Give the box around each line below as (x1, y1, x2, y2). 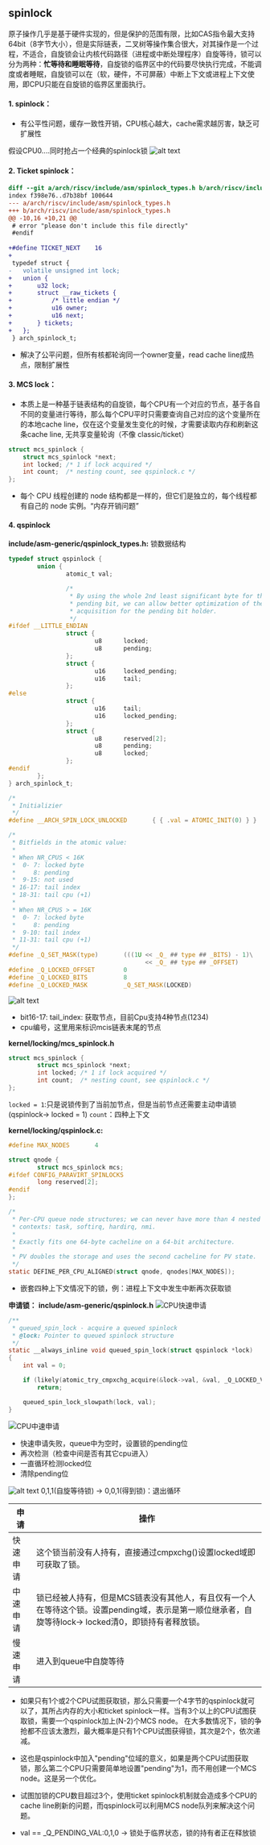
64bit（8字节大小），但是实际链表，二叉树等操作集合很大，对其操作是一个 (8, 39, 252, 48)
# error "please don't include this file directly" (11, 222, 189, 230)
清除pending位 (19, 1469, 69, 1478)
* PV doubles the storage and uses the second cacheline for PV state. (11, 1253, 257, 1261)
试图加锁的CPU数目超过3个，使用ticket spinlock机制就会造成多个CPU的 (19, 1790, 257, 1800)
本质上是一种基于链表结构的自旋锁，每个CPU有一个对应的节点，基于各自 (19, 399, 261, 409)
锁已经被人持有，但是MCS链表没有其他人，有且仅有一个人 (35, 1592, 256, 1603)
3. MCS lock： (8, 380, 56, 389)
